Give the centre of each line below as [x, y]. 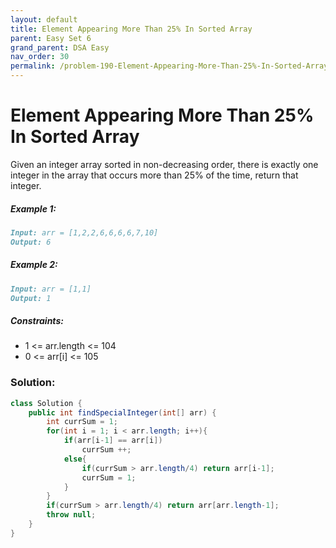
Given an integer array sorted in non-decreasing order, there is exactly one [164, 164]
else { [75, 459]
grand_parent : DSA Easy [60, 47]
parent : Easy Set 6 [51, 38]
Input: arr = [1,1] [51, 289]
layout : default [44, 19]
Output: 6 [31, 242]
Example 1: [33, 208]
